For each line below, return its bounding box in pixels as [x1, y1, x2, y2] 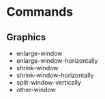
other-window [16, 86, 56, 94]
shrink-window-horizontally [16, 71, 94, 79]
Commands [6, 4, 74, 20]
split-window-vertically [16, 79, 81, 86]
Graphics [6, 31, 46, 43]
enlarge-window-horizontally [16, 57, 98, 65]
